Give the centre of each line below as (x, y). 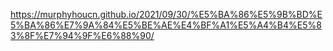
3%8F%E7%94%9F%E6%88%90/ (82, 35)
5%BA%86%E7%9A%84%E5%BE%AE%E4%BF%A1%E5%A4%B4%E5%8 (166, 25)
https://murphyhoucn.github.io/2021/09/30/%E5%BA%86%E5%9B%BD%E (166, 14)
